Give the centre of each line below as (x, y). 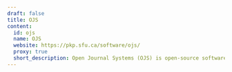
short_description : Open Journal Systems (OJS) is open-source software (120, 58)
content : (20, 26)
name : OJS (27, 39)
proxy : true (31, 52)
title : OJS (23, 20)
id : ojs (25, 33)
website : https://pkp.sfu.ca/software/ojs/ (77, 45)
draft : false (26, 13)
